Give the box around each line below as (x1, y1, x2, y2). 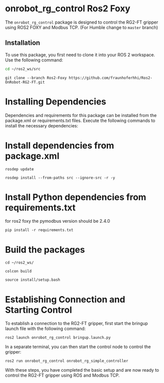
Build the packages (5, 244, 85, 255)
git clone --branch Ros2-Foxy (5, 75, 67, 80)
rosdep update (5, 167, 34, 172)
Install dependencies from (5, 140, 114, 151)
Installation (5, 39, 40, 47)
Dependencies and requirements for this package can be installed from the (5, 112, 157, 118)
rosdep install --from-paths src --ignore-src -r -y (5, 175, 115, 180)
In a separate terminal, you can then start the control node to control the (5, 344, 151, 350)
